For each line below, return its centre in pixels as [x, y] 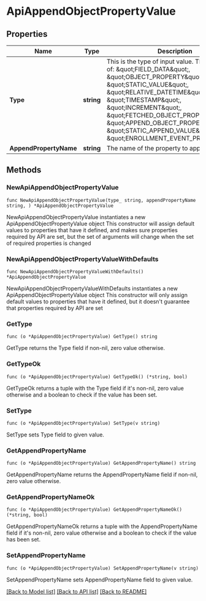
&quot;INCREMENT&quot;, [144, 107]
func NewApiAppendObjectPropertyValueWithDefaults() [75, 271]
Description [175, 51]
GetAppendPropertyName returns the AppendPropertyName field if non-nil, [102, 475]
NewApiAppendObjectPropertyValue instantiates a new [76, 217]
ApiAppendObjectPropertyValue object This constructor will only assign [97, 295]
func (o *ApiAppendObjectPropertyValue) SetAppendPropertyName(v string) [103, 568]
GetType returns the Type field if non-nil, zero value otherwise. [86, 348]
